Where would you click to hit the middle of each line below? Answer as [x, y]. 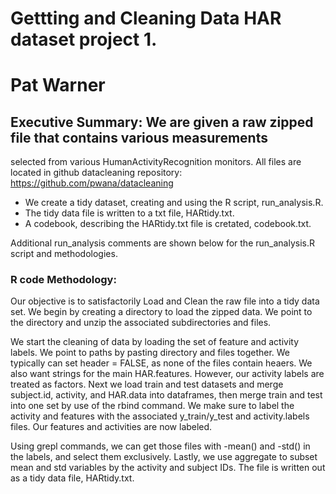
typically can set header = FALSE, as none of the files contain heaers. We [161, 363]
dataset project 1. [84, 39]
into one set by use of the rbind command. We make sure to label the [152, 406]
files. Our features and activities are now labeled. [111, 427]
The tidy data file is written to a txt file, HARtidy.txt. [129, 213]
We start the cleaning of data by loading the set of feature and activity [155, 342]
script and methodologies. [64, 254]
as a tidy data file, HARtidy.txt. [72, 478]
